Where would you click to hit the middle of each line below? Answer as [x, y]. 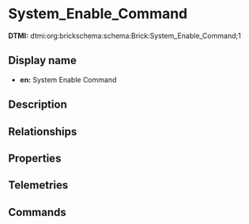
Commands [38, 212]
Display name [42, 61]
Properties [35, 158]
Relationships [43, 131]
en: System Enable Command [68, 79]
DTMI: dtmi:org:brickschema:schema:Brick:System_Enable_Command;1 [124, 36]
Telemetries [38, 186]
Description [38, 105]
